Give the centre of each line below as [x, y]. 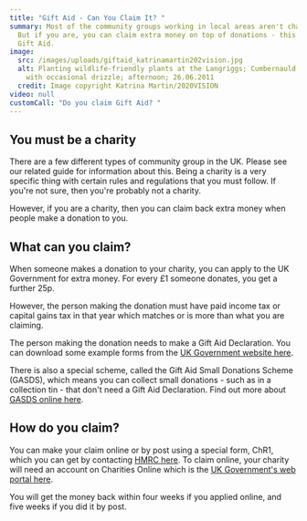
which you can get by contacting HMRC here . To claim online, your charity [149, 459]
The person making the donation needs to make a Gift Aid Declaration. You [150, 343]
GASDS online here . [47, 399]
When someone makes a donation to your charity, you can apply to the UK [149, 269]
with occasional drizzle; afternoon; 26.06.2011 [120, 78]
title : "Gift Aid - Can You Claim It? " [88, 18]
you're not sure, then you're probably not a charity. [105, 191]
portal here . [31, 479]
